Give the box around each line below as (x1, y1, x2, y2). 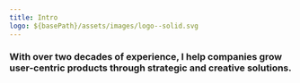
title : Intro (9, 12, 58, 22)
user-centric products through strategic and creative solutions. (9, 62, 292, 74)
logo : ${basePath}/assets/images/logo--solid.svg (9, 21, 199, 30)
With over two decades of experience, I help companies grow (9, 51, 283, 63)
